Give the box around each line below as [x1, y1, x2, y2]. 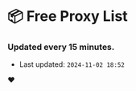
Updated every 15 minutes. [7, 42, 115, 53]
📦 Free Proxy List [7, 7, 128, 26]
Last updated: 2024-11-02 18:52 [19, 60, 126, 69]
